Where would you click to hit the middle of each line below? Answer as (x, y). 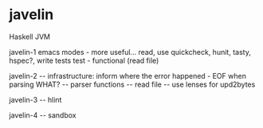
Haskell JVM (30, 37)
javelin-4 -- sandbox (43, 115)
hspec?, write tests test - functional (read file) (84, 60)
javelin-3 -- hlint (35, 99)
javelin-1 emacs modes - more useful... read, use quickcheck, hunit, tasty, (130, 52)
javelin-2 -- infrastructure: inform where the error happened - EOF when (128, 76)
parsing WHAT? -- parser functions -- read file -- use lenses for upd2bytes (132, 84)
